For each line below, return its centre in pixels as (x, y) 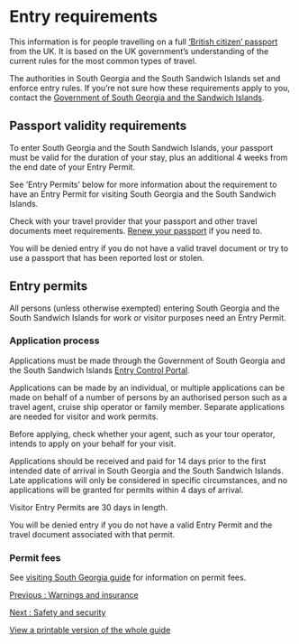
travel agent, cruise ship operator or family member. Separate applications (147, 406)
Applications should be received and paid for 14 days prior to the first (138, 461)
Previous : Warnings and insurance (74, 595)
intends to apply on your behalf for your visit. (93, 443)
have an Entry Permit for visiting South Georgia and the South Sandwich (143, 194)
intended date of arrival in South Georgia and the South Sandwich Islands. (146, 471)
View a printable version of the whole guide (90, 630)
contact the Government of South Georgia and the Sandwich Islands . (137, 98)
